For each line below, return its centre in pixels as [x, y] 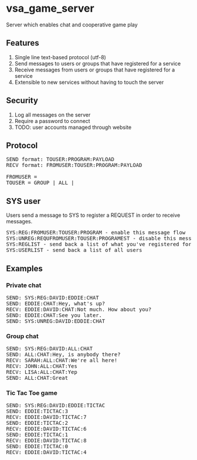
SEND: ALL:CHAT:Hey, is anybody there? [63, 355]
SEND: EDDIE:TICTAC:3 [37, 411]
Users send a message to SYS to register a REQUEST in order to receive [93, 215]
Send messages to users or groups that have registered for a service [98, 63]
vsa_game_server [50, 8]
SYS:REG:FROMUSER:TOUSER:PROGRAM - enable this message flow [96, 233]
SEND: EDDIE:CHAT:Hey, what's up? [56, 303]
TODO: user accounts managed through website [73, 127]
